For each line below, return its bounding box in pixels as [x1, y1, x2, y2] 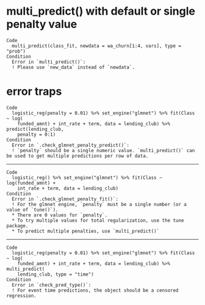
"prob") [6, 48, 26, 54]
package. [6, 222, 29, 229]
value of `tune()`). [6, 207, 59, 213]
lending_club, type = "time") [17, 271, 95, 277]
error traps [6, 84, 62, 98]
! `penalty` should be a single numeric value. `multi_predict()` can [12, 147, 195, 153]
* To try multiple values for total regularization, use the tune [12, 217, 184, 224]
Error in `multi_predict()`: [12, 59, 86, 65]
